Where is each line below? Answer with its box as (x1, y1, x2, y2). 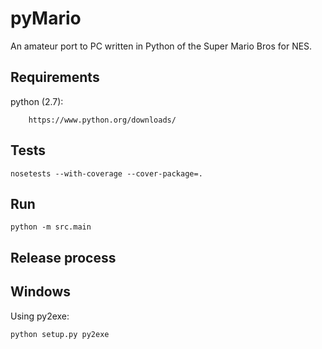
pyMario (10, 7, 82, 30)
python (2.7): (10, 95, 64, 107)
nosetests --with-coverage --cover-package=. (10, 168, 203, 179)
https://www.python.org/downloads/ (28, 115, 177, 125)
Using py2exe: (10, 310, 70, 322)
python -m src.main (10, 222, 92, 232)
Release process (10, 249, 117, 266)
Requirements (10, 69, 100, 86)
